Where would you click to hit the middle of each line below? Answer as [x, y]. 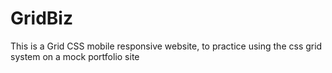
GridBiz [41, 18]
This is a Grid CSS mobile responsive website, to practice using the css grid [166, 46]
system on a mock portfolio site [75, 56]
